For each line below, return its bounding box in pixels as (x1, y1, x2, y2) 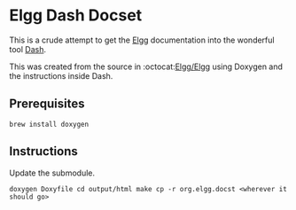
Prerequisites (9, 97, 85, 112)
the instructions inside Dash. (9, 70, 113, 81)
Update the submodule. (9, 167, 96, 178)
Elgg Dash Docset (9, 5, 143, 26)
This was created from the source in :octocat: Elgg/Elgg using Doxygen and (9, 61, 284, 72)
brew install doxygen (9, 120, 90, 128)
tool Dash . (9, 43, 47, 54)
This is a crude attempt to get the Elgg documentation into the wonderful (9, 35, 275, 45)
